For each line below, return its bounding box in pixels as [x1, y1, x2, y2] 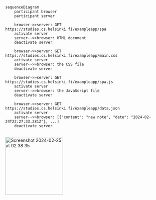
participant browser [14, 9, 57, 14]
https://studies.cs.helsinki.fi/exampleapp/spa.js [5, 79, 113, 84]
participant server [14, 14, 55, 19]
